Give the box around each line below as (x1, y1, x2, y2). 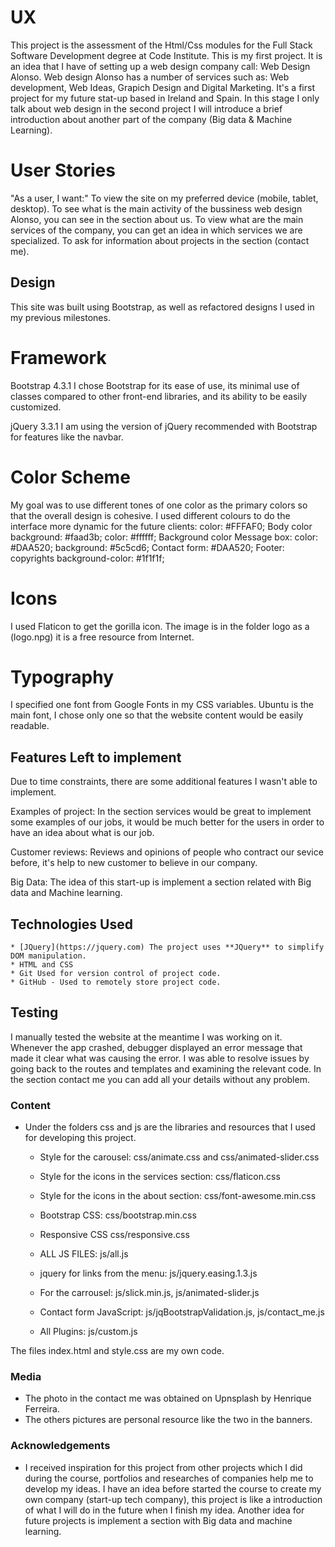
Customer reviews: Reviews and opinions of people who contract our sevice (10, 846, 324, 858)
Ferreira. (24, 1403, 60, 1415)
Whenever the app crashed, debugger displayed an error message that (10, 1041, 303, 1053)
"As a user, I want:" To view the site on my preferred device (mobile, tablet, (10, 192, 319, 204)
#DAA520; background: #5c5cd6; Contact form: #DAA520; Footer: (10, 541, 285, 553)
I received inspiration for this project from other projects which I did (24, 1461, 303, 1473)
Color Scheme (10, 466, 131, 488)
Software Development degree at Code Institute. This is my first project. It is (10, 49, 323, 61)
